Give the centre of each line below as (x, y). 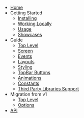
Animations (30, 78)
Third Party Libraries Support (48, 89)
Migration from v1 (29, 94)
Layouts (26, 62)
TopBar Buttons (34, 73)
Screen (25, 51)
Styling (25, 67)
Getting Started (26, 13)
